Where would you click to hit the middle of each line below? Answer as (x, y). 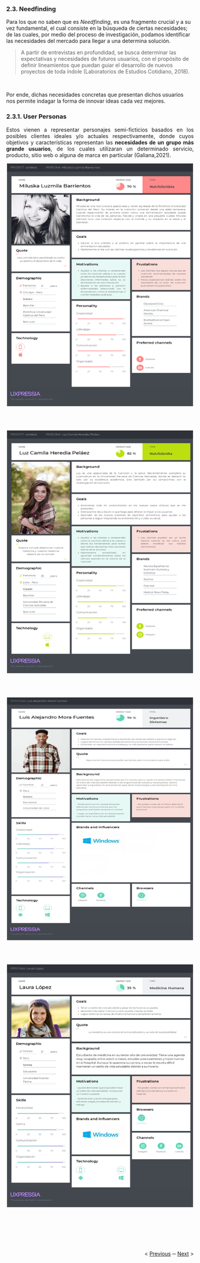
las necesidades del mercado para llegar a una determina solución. (88, 41)
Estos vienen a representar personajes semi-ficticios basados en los (100, 130)
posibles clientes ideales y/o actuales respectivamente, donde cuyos (100, 136)
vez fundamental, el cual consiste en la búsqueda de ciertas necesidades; (97, 28)
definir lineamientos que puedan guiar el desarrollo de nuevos (97, 65)
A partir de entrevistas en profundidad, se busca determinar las (99, 53)
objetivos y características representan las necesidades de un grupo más (100, 142)
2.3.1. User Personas (36, 117)
